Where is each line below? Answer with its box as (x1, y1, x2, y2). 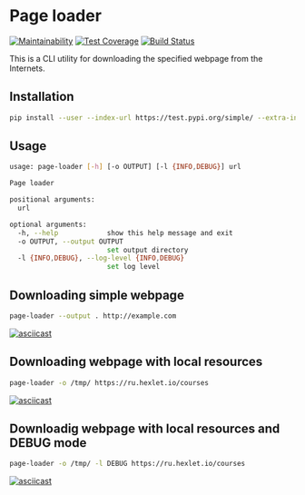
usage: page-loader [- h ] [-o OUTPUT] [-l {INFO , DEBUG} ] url (9, 163, 242, 172)
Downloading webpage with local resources (9, 354, 263, 370)
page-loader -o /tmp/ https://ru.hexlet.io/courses (9, 378, 209, 387)
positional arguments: (9, 195, 95, 204)
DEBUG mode (9, 435, 87, 450)
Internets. (9, 63, 45, 74)
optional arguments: (9, 220, 88, 229)
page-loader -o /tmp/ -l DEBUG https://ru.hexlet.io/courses (9, 460, 246, 469)
